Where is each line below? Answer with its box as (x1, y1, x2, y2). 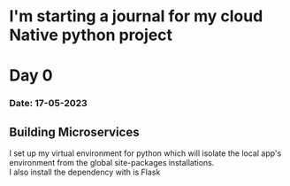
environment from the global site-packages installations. (9, 158, 215, 168)
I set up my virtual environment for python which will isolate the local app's (9, 148, 282, 159)
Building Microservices (9, 124, 140, 139)
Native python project (9, 25, 173, 45)
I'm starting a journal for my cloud (9, 6, 263, 27)
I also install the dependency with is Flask (9, 167, 161, 178)
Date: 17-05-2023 (9, 97, 88, 110)
